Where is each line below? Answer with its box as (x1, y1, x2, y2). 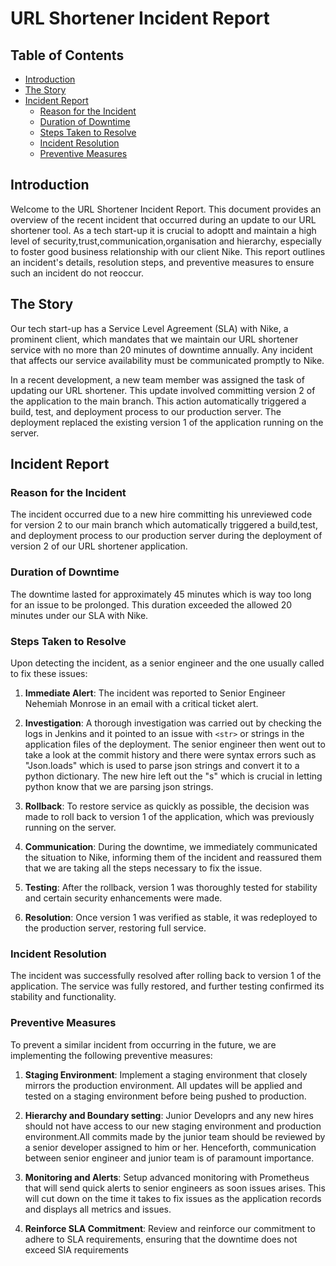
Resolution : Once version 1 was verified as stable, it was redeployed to (24, 911, 318, 923)
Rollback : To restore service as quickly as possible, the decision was (24, 800, 310, 812)
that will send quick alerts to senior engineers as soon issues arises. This (24, 1182, 326, 1194)
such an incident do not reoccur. (10, 267, 144, 279)
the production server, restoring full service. (24, 922, 207, 934)
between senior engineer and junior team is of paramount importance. (24, 1152, 315, 1164)
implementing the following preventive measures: (10, 1049, 213, 1061)
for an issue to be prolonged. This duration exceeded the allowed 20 (10, 598, 293, 611)
